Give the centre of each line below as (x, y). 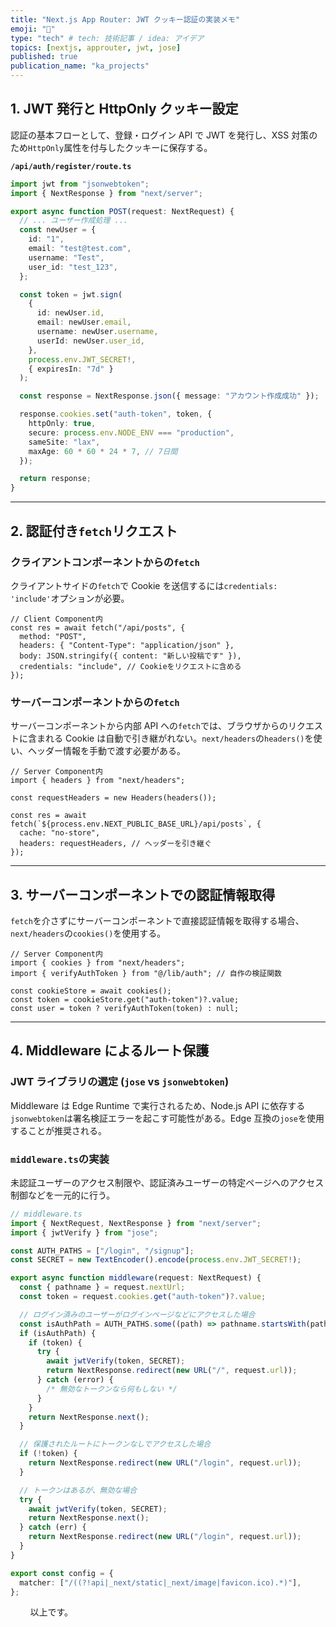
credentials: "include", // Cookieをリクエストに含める (130, 666)
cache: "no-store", (60, 833)
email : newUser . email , (84, 322)
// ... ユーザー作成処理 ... (73, 221)
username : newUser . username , (97, 332)
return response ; (55, 479)
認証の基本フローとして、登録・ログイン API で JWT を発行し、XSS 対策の (164, 135)
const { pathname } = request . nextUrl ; (102, 1287)
